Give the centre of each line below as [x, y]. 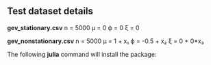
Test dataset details [50, 11]
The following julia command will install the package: [82, 54]
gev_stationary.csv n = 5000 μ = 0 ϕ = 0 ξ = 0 [73, 27]
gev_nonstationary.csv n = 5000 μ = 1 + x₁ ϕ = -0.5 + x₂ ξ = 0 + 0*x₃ [105, 41]
